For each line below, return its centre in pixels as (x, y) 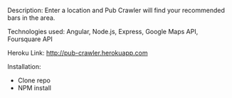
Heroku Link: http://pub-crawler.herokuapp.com (78, 53)
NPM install (35, 88)
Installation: (24, 66)
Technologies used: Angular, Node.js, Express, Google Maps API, (103, 32)
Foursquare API (30, 39)
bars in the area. (31, 18)
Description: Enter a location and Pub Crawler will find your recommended (116, 10)
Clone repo (34, 80)
